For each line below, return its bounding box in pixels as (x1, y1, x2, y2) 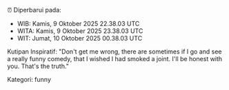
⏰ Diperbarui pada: (7, 6, 62, 14)
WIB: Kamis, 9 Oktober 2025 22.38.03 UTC (17, 20, 140, 27)
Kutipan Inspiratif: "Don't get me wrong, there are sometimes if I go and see (7, 47, 222, 56)
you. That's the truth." (7, 62, 69, 70)
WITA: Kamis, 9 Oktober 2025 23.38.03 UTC (17, 27, 143, 35)
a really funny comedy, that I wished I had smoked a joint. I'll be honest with (7, 55, 223, 63)
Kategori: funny (7, 76, 52, 83)
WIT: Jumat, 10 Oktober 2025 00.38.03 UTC (17, 34, 143, 42)
